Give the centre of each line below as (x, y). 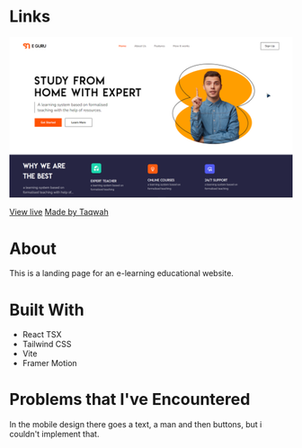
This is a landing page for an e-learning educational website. (121, 273)
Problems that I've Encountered (130, 400)
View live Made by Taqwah (59, 212)
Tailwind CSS (47, 345)
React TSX (42, 335)
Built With (47, 310)
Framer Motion (50, 363)
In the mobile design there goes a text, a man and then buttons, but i (136, 425)
